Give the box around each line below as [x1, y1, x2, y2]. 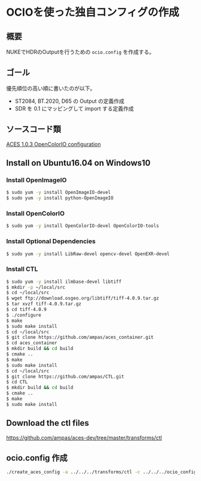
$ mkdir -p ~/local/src [6, 284, 66, 290]
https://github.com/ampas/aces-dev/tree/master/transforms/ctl [6, 434, 163, 441]
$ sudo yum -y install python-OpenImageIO [6, 195, 114, 201]
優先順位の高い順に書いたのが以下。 [6, 85, 96, 92]
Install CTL [6, 265, 38, 273]
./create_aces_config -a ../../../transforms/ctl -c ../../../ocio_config [6, 469, 197, 475]
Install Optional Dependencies [6, 237, 96, 246]
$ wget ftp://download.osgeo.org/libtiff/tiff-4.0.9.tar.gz [6, 295, 160, 301]
